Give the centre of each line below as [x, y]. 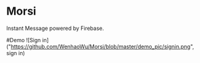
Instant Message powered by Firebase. [55, 28]
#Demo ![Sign [24, 40]
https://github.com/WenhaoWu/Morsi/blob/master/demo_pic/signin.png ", [102, 46]
